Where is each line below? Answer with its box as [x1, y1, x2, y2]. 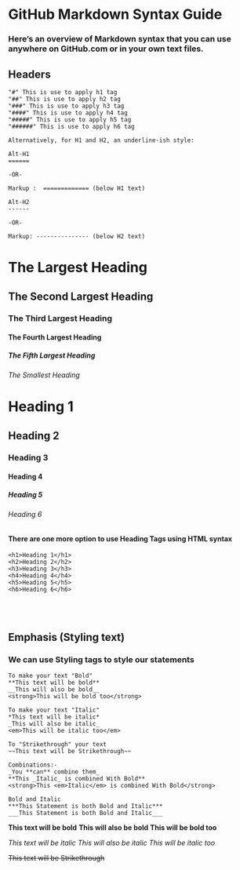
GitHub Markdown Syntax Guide [8, 5, 223, 24]
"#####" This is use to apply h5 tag [8, 115, 132, 123]
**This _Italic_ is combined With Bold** [8, 774, 146, 782]
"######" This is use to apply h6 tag [8, 122, 135, 130]
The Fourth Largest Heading [8, 333, 102, 342]
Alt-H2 [8, 198, 30, 206]
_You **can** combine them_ [8, 767, 100, 776]
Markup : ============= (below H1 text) [8, 184, 146, 192]
